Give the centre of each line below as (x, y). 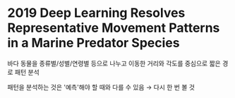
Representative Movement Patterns (114, 28)
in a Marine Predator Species (94, 43)
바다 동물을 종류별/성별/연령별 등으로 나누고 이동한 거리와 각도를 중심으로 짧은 (114, 63)
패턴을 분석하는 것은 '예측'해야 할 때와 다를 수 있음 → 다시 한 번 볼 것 (101, 87)
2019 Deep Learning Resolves (96, 13)
